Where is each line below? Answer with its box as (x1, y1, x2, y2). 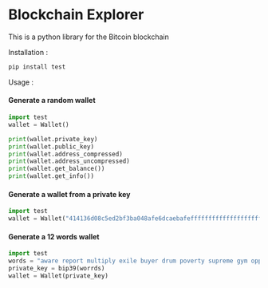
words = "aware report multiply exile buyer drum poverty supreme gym (8, 257, 248, 265)
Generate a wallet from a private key (8, 189, 131, 199)
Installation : (8, 47, 49, 57)
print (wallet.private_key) (8, 135, 98, 143)
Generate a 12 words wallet (8, 231, 100, 241)
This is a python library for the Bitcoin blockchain (8, 32, 170, 41)
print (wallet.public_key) (8, 142, 94, 151)
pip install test (8, 62, 66, 71)
